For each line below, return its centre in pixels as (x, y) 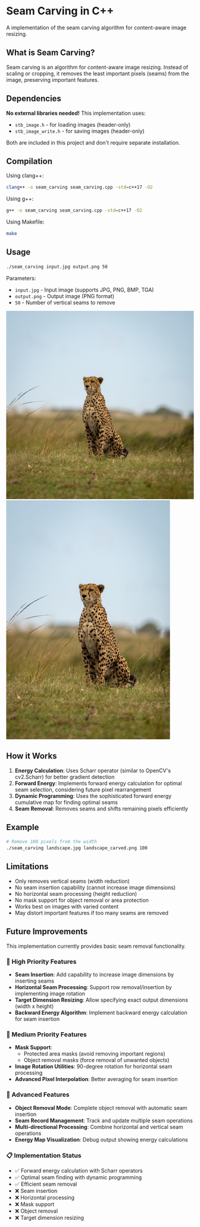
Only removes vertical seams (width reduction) (72, 881)
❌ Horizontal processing (45, 1197)
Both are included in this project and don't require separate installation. (93, 142)
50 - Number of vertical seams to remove (65, 302)
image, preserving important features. (53, 79)
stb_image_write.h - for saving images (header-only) (79, 131)
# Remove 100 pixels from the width (51, 842)
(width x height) (34, 1006)
